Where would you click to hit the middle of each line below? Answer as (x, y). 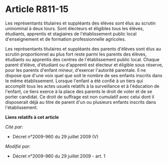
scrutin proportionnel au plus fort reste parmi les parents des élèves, (76, 54)
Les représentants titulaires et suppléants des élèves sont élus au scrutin (80, 23)
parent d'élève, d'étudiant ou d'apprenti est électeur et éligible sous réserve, (84, 65)
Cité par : (14, 127)
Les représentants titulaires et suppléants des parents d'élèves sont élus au (83, 49)
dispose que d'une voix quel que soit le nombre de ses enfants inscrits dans (84, 75)
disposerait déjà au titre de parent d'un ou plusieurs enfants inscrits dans (81, 102)
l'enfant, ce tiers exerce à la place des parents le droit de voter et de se (79, 91)
